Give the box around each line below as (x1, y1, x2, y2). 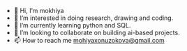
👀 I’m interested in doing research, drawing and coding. (13, 14, 174, 22)
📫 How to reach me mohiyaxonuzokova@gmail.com (13, 37, 165, 44)
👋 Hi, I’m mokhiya (13, 7, 64, 14)
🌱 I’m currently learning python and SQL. (13, 21, 131, 29)
